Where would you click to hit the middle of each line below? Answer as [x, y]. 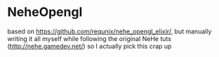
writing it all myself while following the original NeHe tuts [89, 38]
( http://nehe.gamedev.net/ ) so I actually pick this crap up [89, 46]
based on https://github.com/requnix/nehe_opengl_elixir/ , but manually [109, 31]
